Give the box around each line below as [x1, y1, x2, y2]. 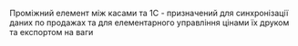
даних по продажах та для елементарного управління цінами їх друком [9, 17, 290, 28]
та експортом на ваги [9, 27, 94, 37]
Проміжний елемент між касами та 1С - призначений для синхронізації [9, 8, 289, 18]
